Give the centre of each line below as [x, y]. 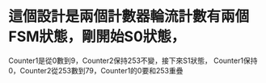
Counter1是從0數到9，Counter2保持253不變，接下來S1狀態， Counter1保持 [133, 60]
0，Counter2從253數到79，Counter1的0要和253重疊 [96, 70]
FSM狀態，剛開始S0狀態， [97, 37]
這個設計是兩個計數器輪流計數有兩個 [129, 17]
